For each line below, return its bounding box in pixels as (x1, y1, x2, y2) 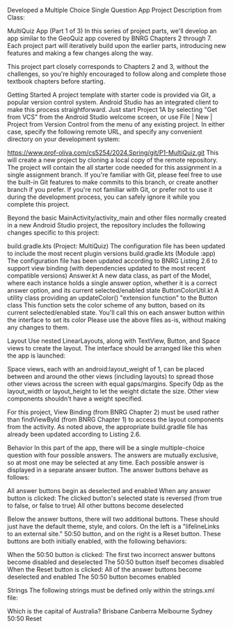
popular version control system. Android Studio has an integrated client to (7, 98, 219, 106)
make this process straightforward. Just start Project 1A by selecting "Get (7, 106, 218, 113)
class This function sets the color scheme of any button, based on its (7, 301, 205, 309)
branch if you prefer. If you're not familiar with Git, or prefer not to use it (7, 186, 213, 193)
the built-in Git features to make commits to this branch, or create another (7, 178, 218, 186)
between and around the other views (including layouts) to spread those (7, 372, 214, 380)
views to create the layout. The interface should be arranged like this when (7, 344, 222, 352)
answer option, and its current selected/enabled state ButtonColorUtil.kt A (7, 287, 219, 294)
